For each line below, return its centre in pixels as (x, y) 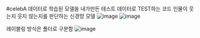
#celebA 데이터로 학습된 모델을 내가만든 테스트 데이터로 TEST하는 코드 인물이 (97, 9)
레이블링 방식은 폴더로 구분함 (40, 29)
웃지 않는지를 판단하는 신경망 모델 (56, 16)
